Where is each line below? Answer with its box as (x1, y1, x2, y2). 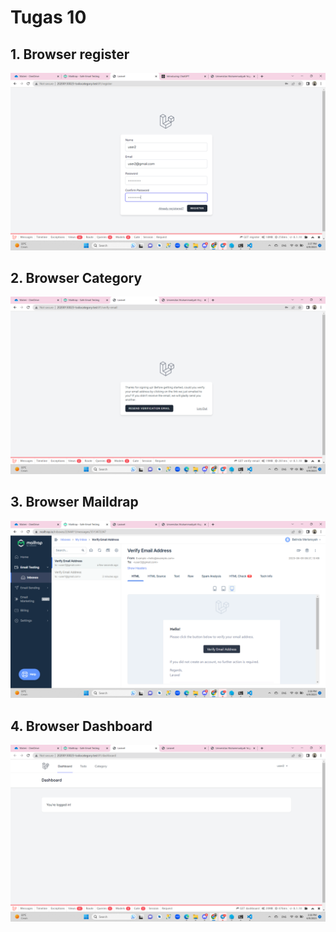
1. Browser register (10, 46, 130, 63)
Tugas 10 (10, 6, 87, 29)
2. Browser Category (10, 269, 143, 286)
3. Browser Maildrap (10, 494, 139, 511)
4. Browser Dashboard (10, 717, 153, 735)
